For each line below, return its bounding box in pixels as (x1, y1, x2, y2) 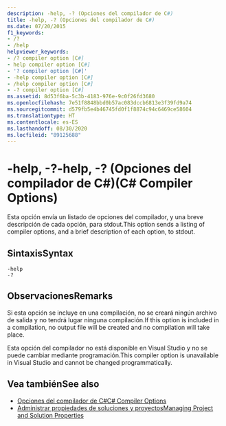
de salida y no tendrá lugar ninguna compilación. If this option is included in (7, 315, 220, 324)
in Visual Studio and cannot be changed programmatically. (7, 358, 173, 366)
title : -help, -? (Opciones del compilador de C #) (7, 16, 155, 23)
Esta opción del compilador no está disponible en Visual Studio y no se (7, 344, 208, 352)
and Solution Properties (16, 411, 84, 419)
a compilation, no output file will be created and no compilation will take (7, 323, 210, 331)
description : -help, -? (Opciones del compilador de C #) (7, 10, 174, 17)
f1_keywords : (7, 29, 45, 36)
